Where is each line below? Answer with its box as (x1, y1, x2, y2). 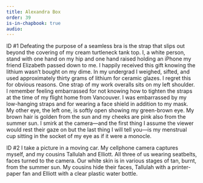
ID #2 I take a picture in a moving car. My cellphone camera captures (6, 144, 179, 151)
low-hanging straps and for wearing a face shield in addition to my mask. (6, 101, 188, 108)
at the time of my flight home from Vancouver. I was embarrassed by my (6, 94, 187, 101)
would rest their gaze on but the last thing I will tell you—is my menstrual (6, 126, 187, 133)
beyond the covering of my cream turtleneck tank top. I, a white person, (6, 49, 186, 56)
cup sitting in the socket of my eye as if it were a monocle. (6, 133, 152, 140)
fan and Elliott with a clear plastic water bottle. (22, 170, 138, 178)
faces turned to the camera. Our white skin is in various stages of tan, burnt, (6, 157, 197, 164)
